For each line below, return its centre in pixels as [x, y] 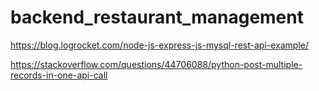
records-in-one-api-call [59, 75]
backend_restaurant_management [157, 17]
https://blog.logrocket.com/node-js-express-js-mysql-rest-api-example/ [160, 45]
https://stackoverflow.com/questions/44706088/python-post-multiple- [156, 64]
